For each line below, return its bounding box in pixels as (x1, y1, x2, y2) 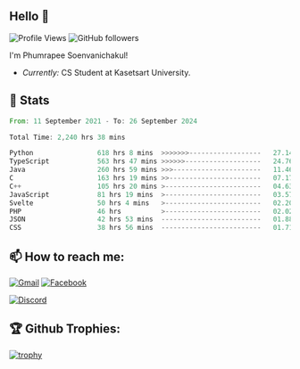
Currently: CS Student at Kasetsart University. (21, 67, 191, 78)
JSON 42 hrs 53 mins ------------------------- (9, 215, 262, 224)
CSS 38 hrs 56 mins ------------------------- (9, 224, 262, 233)
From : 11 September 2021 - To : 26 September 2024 (9, 117, 198, 126)
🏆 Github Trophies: (9, 322, 121, 337)
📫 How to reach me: (9, 249, 125, 264)
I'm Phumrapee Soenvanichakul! (9, 50, 129, 61)
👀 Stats (9, 93, 50, 108)
